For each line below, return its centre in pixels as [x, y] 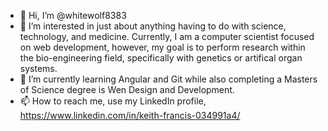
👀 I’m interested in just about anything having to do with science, [153, 26]
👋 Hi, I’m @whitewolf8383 [73, 15]
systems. [38, 68]
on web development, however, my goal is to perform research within [162, 47]
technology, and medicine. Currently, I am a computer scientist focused [167, 36]
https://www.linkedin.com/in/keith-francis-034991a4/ [130, 115]
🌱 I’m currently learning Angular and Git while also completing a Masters [168, 79]
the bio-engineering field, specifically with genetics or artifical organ [161, 58]
